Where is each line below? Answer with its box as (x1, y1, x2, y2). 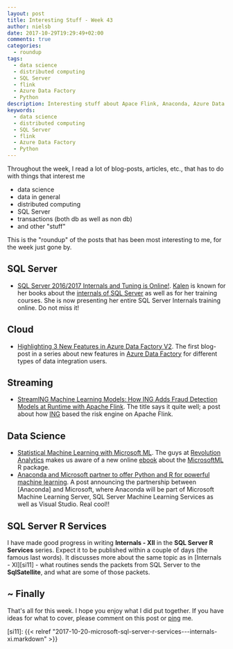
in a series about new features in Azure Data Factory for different (31, 349, 218, 358)
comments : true (7, 36, 51, 43)
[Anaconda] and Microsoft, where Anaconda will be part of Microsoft (17, 485, 214, 494)
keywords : (7, 107, 36, 114)
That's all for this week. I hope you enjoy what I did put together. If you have (7, 606, 224, 614)
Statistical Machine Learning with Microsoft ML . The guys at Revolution (17, 449, 221, 457)
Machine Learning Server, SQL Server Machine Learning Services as (17, 493, 214, 501)
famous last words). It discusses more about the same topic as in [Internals (7, 553, 222, 562)
